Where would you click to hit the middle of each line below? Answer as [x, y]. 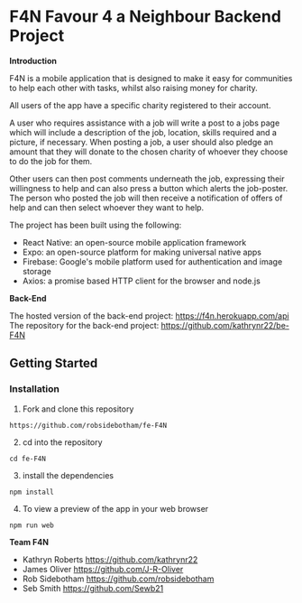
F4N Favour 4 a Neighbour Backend [146, 17]
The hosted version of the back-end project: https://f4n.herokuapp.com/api [150, 315]
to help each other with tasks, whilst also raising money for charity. [134, 88]
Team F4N [29, 542]
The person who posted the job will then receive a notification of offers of [146, 198]
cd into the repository [62, 442]
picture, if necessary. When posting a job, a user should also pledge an [141, 142]
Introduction [33, 60]
